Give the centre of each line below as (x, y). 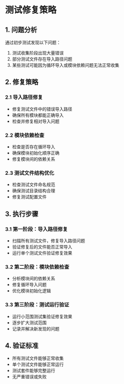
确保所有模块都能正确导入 (38, 115)
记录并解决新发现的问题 (36, 329)
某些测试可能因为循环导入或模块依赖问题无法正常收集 (66, 65)
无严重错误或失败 (29, 377)
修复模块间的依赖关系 (33, 159)
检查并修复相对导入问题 (36, 121)
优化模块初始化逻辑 (31, 291)
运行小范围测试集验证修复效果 (42, 316)
